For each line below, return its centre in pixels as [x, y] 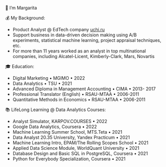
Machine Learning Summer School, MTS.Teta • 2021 [67, 132]
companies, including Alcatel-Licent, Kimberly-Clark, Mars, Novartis [84, 56]
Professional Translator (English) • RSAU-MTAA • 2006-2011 [76, 94]
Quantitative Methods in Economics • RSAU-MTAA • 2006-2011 [79, 99]
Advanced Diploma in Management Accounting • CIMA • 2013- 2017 [84, 89]
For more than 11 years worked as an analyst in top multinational [79, 51]
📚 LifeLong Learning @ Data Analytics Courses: [56, 109]
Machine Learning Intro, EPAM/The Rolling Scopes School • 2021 [80, 143]
